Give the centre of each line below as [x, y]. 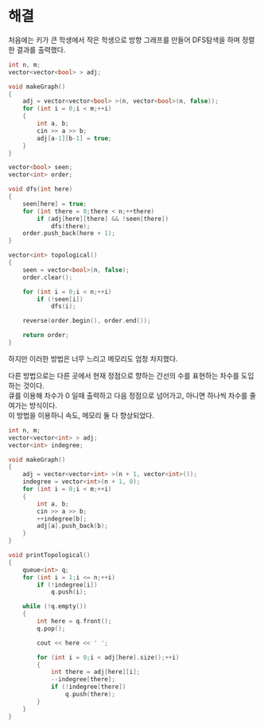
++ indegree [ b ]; [62, 519]
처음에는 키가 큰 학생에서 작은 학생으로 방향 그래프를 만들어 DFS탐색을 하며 [124, 40]
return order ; [46, 335]
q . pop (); [51, 629]
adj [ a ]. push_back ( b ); [73, 526]
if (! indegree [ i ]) [67, 585]
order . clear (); [48, 277]
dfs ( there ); [70, 226]
